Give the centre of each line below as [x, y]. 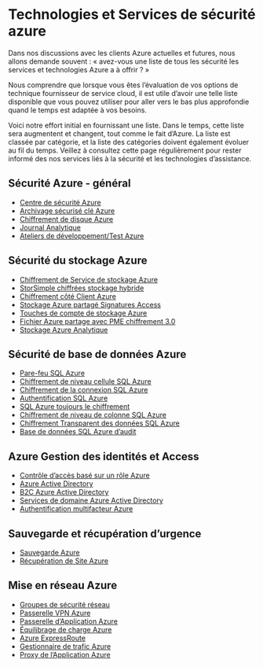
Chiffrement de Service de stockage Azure [89, 279]
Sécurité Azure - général [69, 184]
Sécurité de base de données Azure [97, 354]
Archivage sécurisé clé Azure [67, 211]
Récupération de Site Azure [64, 561]
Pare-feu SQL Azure [52, 373]
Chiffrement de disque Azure [66, 219]
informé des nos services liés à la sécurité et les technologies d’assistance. [130, 158]
